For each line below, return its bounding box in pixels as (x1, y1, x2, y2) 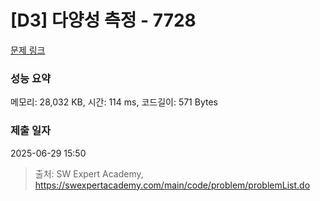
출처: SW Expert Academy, (34, 167, 144, 180)
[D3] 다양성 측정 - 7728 (10, 9, 197, 32)
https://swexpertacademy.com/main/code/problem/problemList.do (34, 179, 311, 191)
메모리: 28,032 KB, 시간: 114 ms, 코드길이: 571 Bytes (10, 96, 218, 108)
